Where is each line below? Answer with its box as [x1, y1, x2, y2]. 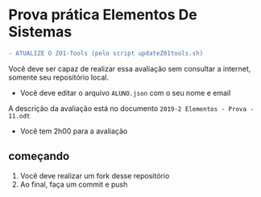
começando [8, 150, 70, 163]
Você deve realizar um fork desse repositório [19, 170, 170, 180]
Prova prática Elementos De [8, 6, 197, 24]
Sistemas [8, 23, 72, 41]
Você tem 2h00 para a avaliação [19, 126, 128, 136]
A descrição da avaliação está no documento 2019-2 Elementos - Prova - [8, 103, 254, 113]
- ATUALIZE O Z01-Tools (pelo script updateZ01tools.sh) [8, 49, 204, 57]
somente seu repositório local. [8, 72, 109, 82]
